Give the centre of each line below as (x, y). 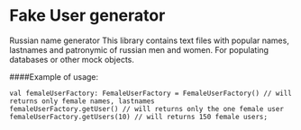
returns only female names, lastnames (82, 101)
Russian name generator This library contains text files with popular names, (150, 40)
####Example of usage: (54, 76)
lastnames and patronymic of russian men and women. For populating (139, 49)
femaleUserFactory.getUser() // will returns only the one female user (146, 108)
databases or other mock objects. (72, 59)
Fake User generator (87, 16)
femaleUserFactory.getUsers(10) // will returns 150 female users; (139, 117)
